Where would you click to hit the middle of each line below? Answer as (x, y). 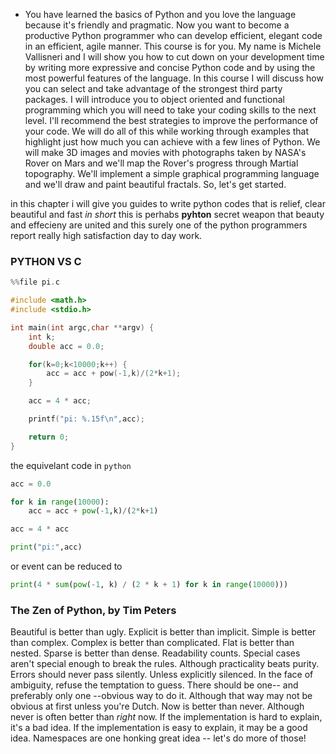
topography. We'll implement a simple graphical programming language (172, 173)
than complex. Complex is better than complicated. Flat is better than (152, 643)
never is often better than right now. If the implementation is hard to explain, (166, 717)
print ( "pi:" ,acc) (46, 547)
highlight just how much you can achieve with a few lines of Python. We (172, 142)
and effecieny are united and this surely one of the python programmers (159, 225)
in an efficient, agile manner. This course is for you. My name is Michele (173, 46)
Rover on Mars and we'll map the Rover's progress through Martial (161, 163)
